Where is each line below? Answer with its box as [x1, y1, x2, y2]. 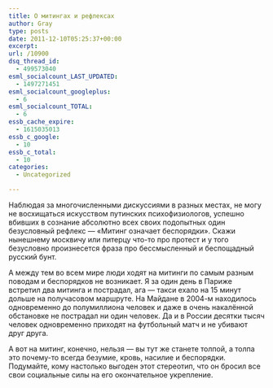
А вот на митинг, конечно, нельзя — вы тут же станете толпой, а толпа [8, 344, 255, 354]
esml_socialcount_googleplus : [8, 87, 112, 96]
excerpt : [8, 42, 38, 50]
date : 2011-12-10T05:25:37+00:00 [8, 34, 122, 43]
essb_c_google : [8, 133, 60, 141]
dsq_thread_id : [8, 58, 60, 66]
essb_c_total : [8, 148, 57, 156]
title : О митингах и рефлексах [8, 11, 115, 20]
